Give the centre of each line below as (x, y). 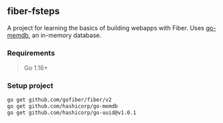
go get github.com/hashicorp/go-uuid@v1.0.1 (72, 113)
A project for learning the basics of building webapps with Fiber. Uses (106, 27)
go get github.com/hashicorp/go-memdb (62, 107)
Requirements (31, 53)
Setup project (30, 86)
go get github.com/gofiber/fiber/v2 (59, 100)
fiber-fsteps (34, 11)
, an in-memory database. (65, 35)
